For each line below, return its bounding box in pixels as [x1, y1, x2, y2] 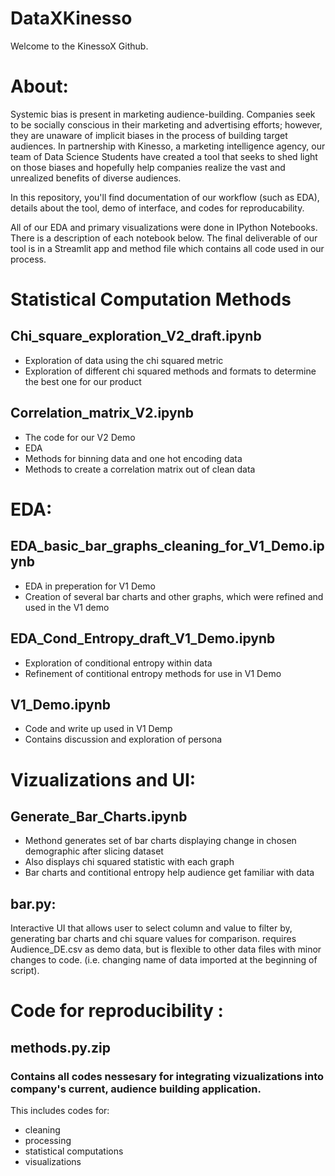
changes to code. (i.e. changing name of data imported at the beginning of [10, 954, 318, 966]
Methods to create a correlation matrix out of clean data [24, 463, 256, 475]
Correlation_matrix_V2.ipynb [10, 405, 194, 422]
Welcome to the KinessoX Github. [10, 40, 149, 52]
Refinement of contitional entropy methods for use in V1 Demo [24, 667, 282, 679]
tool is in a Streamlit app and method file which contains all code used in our [10, 242, 325, 254]
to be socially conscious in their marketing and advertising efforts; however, [10, 118, 323, 131]
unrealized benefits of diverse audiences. [10, 172, 182, 184]
